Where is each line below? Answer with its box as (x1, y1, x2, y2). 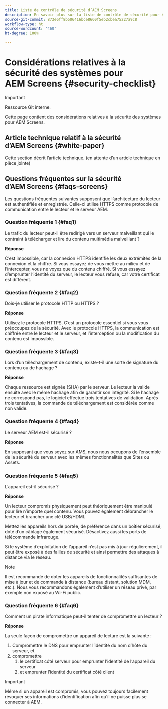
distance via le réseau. (5, 554, 51, 560)
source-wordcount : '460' (5, 26, 57, 31)
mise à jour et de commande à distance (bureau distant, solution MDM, (5, 579, 151, 585)
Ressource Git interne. (5, 104, 51, 110)
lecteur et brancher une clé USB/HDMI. (5, 514, 86, 520)
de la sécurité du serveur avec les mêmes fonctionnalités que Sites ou (5, 454, 150, 460)
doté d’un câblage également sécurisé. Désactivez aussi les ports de (5, 529, 147, 535)
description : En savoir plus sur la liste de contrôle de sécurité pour (5, 12, 160, 17)
